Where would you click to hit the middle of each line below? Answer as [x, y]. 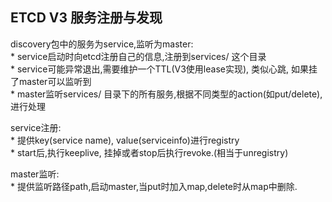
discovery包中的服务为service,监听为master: [102, 44]
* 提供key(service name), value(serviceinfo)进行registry [125, 140]
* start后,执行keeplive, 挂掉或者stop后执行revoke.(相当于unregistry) [149, 152]
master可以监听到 [55, 81]
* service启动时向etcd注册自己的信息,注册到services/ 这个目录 [138, 56]
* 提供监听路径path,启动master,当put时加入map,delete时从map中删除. [154, 186]
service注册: [36, 127]
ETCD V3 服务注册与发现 [86, 18]
